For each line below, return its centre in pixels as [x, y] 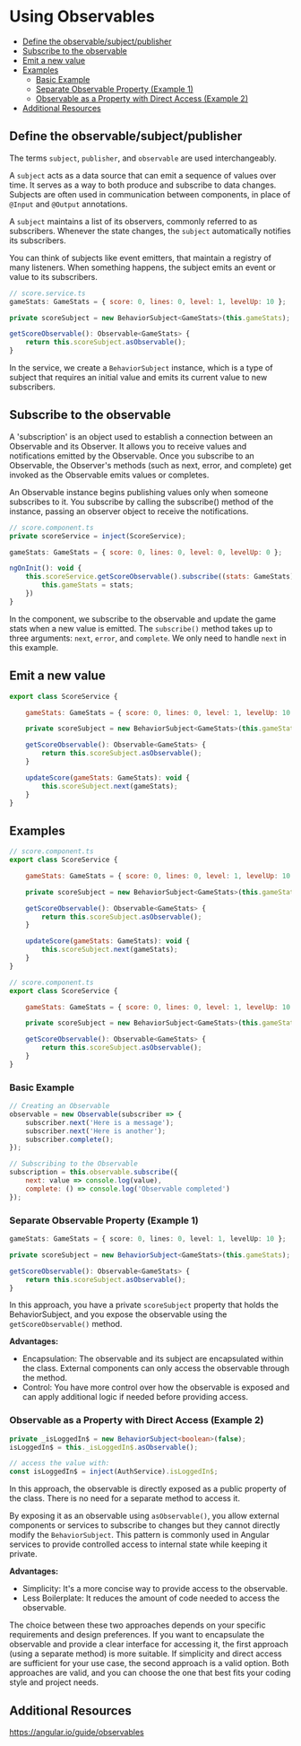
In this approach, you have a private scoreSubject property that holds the [144, 1305]
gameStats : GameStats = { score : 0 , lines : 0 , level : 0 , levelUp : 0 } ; [146, 552]
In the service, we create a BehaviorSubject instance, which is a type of [141, 368]
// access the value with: [60, 1463]
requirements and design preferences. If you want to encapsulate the [137, 1635]
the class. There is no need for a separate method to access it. [125, 1498]
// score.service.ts [48, 293]
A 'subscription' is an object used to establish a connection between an [141, 436]
